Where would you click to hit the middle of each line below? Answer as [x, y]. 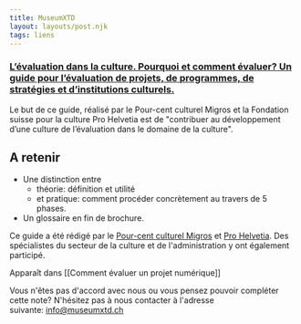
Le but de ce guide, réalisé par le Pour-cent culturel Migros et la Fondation [149, 110]
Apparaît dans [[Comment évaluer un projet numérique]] [115, 273]
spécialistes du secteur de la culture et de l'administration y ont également [150, 246]
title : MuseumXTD [42, 18]
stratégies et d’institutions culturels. [92, 89]
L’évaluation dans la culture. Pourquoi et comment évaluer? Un [150, 67]
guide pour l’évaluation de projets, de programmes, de [132, 78]
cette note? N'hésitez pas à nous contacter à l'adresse [112, 300]
